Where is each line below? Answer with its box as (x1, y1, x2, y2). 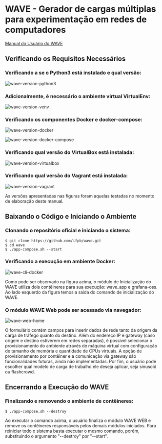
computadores (5, 25, 66, 35)
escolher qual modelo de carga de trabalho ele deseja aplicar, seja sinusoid (5, 364, 157, 370)
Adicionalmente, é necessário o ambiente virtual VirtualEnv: (5, 93, 151, 99)
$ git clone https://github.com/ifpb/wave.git (5, 238, 101, 243)
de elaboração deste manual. (5, 198, 64, 204)
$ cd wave (5, 243, 25, 247)
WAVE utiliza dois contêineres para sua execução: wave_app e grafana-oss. (5, 284, 158, 290)
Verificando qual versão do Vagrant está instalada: (5, 173, 128, 179)
